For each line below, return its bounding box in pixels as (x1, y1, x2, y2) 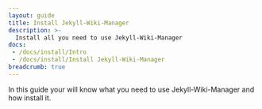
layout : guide (8, 11, 56, 20)
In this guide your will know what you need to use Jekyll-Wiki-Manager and (8, 85, 255, 94)
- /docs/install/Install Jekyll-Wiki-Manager (11, 56, 165, 64)
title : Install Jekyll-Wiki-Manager (8, 19, 129, 27)
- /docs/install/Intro (11, 48, 87, 56)
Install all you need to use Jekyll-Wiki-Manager (15, 33, 183, 42)
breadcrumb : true (8, 63, 66, 71)
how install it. (8, 92, 52, 103)
